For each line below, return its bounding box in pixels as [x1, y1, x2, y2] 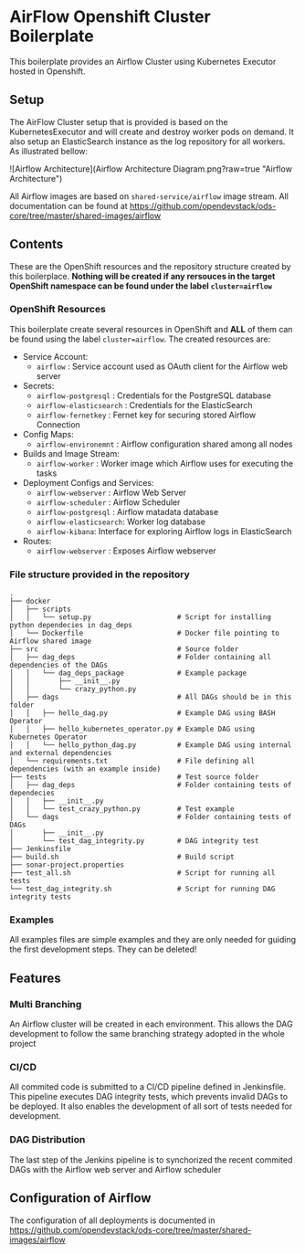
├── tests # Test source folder [9, 773, 259, 782]
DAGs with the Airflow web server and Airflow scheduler [9, 1164, 222, 1175]
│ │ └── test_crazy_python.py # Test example [9, 805, 235, 814]
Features [9, 970, 61, 985]
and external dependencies [9, 749, 112, 758]
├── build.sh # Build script [9, 852, 235, 862]
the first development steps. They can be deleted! [9, 943, 197, 955]
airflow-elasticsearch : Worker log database [36, 516, 205, 527]
